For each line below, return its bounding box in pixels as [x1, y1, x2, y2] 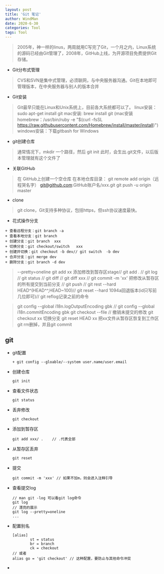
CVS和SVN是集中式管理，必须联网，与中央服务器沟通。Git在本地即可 [17, 77, 157, 83]
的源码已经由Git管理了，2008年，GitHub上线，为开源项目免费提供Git [17, 50, 157, 56]
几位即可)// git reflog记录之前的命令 [17, 293, 89, 299]
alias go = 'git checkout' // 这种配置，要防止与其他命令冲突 [12, 556, 131, 561]
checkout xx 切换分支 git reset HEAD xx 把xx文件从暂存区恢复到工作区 [17, 316, 159, 321]
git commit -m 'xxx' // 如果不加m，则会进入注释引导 [12, 475, 113, 481]
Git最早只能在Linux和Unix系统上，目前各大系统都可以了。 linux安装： [17, 104, 157, 110]
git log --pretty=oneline [12, 509, 65, 514]
